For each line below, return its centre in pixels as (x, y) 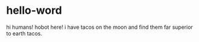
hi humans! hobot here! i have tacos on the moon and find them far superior (99, 27)
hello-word (34, 10)
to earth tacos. (24, 33)
